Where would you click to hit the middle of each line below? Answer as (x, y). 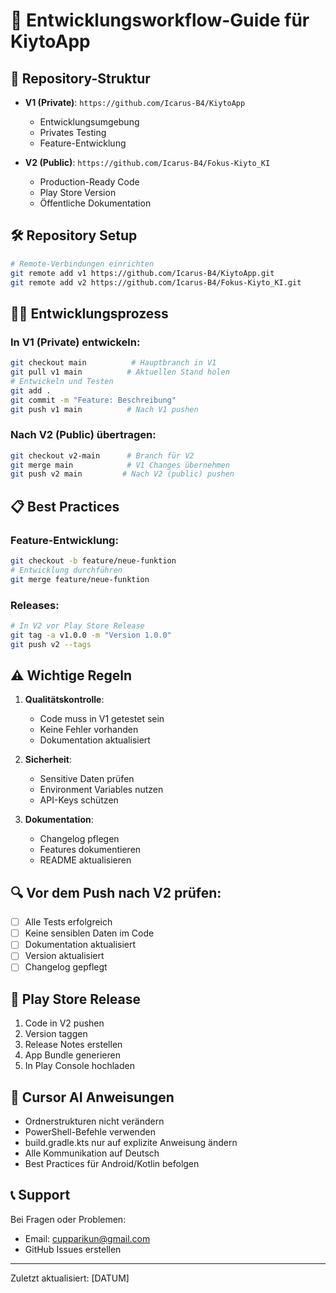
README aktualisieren (85, 860)
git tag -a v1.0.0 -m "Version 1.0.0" (91, 635)
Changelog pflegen (79, 839)
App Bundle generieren (72, 1055)
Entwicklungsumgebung (89, 122)
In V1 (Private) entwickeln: (75, 342)
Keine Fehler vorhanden (89, 730)
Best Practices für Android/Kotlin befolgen (112, 1164)
